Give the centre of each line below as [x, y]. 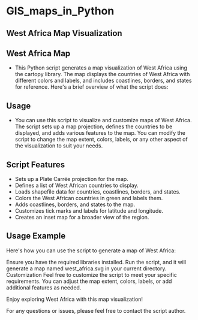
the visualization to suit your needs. [59, 146]
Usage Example [36, 236]
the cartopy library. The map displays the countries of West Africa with [102, 74]
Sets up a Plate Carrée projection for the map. [72, 179]
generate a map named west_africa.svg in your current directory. [86, 268]
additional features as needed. [44, 287]
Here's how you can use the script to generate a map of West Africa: [91, 250]
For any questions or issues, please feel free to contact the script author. [96, 310]
